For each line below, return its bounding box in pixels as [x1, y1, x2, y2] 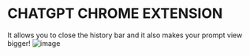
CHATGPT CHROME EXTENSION [7, 5, 223, 23]
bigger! [7, 38, 31, 47]
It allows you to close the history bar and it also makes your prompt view [7, 30, 243, 40]
